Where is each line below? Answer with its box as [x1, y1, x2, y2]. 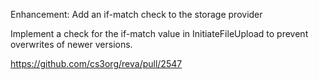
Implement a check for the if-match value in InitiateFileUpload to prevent [10, 28, 309, 39]
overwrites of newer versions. [10, 39, 133, 50]
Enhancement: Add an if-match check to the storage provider [10, 9, 263, 20]
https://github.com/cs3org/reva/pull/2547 [10, 58, 183, 69]
